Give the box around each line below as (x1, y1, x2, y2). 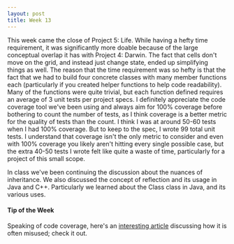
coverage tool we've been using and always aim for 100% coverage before (7, 102, 223, 111)
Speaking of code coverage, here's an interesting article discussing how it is (7, 221, 227, 230)
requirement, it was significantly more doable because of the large (7, 43, 198, 52)
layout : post (7, 10, 45, 17)
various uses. (7, 190, 46, 199)
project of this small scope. (7, 154, 85, 162)
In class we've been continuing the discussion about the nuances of (7, 168, 203, 176)
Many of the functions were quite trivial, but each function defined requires (7, 88, 224, 96)
